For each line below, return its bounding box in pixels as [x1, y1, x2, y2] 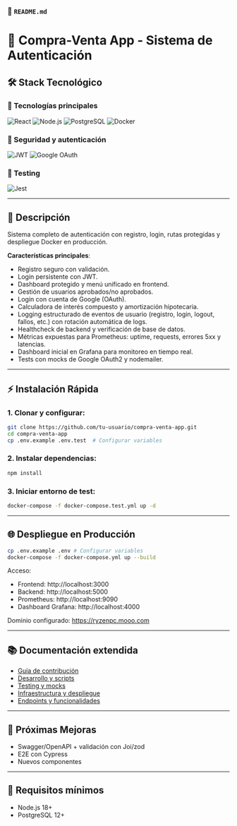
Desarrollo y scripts [17, 674, 75, 683]
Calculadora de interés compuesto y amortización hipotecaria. [17, 303, 199, 311]
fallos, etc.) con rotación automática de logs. [17, 318, 147, 326]
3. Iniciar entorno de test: [7, 486, 96, 496]
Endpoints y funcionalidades [17, 697, 101, 705]
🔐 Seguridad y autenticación [7, 134, 107, 144]
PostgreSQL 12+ [17, 810, 65, 819]
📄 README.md [7, 6, 47, 16]
